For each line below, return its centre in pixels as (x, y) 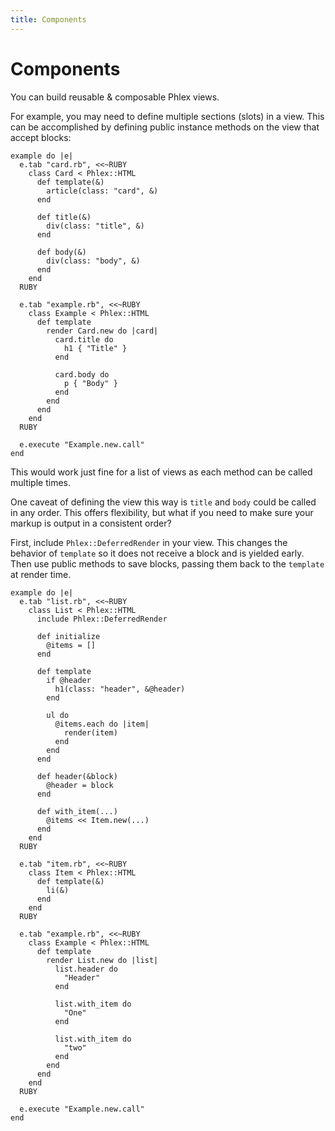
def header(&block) (77, 776)
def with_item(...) (77, 811)
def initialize (68, 636)
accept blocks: (41, 137)
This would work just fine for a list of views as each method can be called (161, 472)
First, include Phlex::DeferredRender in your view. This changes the (149, 542)
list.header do (86, 969)
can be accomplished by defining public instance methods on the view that (165, 127)
